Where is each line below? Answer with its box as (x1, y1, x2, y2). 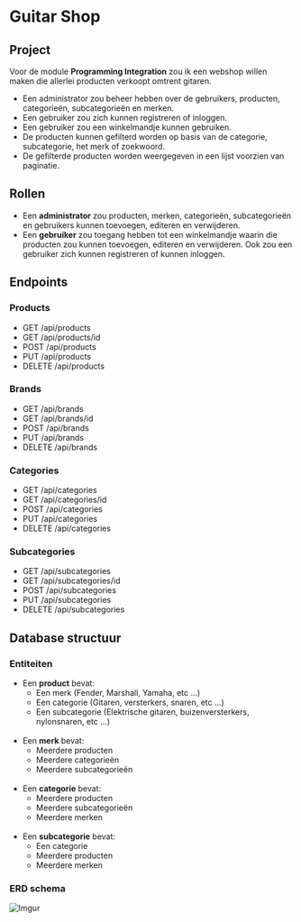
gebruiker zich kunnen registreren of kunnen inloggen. (22, 248, 225, 259)
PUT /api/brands (22, 432, 84, 443)
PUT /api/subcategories (22, 595, 112, 606)
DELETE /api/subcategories (22, 604, 125, 615)
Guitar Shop (9, 6, 101, 27)
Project (9, 42, 51, 58)
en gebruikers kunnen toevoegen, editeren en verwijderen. (22, 219, 241, 231)
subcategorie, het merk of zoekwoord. (22, 141, 165, 151)
